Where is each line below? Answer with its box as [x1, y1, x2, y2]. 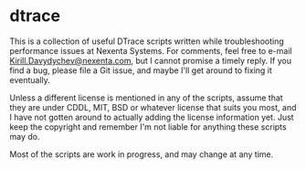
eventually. [9, 74, 50, 85]
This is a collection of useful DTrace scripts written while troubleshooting [9, 36, 285, 47]
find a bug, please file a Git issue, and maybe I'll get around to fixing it [9, 65, 272, 76]
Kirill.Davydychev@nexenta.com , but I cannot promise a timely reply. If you [9, 55, 292, 66]
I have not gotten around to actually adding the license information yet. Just [9, 111, 294, 122]
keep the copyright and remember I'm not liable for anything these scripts [9, 121, 287, 132]
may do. [9, 131, 40, 142]
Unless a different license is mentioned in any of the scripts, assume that [9, 92, 283, 103]
